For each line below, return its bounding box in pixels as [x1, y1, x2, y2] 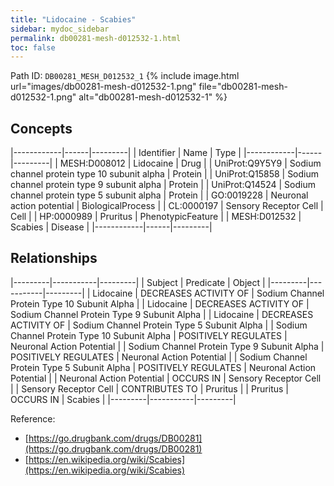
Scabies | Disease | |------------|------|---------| [10, 221, 213, 233]
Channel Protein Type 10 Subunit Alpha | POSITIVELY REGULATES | [10, 329, 288, 341]
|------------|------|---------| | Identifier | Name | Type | [10, 147, 242, 159]
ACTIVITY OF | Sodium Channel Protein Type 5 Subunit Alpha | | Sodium [10, 319, 308, 331]
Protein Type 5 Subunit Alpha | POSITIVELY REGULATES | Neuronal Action [10, 361, 317, 373]
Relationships [10, 250, 98, 267]
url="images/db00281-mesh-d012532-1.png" [10, 81, 197, 93]
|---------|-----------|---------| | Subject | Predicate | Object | [10, 276, 266, 288]
